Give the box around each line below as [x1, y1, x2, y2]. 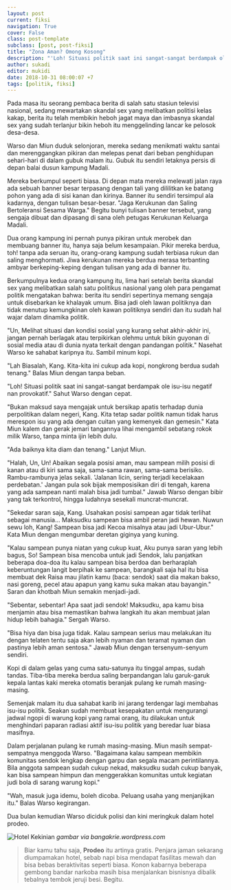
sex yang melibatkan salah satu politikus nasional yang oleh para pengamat [7, 284, 221, 292]
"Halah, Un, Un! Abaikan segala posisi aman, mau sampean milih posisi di [7, 458, 215, 467]
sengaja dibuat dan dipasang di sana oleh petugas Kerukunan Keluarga [7, 214, 208, 222]
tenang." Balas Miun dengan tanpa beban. [7, 369, 126, 377]
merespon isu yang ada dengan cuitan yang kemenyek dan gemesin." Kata [7, 417, 219, 426]
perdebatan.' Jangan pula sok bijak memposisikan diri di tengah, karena [7, 480, 210, 489]
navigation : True [7, 23, 57, 30]
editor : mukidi [7, 67, 51, 74]
